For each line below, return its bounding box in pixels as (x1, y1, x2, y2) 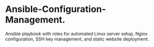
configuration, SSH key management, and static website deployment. (5, 36, 149, 42)
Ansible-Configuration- (5, 3, 106, 15)
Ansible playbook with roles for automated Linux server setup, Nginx (5, 30, 148, 36)
